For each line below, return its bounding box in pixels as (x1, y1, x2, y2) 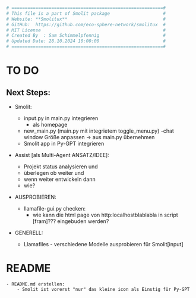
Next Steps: (6, 87, 50, 98)
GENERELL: (14, 229, 43, 236)
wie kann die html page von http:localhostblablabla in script (32, 211, 178, 218)
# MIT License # (6, 27, 166, 33)
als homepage (32, 121, 68, 128)
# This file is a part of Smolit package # (6, 10, 166, 17)
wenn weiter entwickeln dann (23, 175, 96, 183)
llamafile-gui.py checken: (23, 205, 86, 212)
